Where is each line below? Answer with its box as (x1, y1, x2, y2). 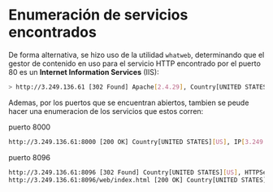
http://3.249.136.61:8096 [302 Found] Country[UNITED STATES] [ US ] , (8, 168, 242, 177)
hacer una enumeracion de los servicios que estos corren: (8, 106, 204, 116)
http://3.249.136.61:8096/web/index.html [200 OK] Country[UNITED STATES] (8, 176, 267, 184)
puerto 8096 (8, 152, 51, 162)
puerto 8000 (8, 122, 51, 132)
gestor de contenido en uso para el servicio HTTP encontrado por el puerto (8, 59, 262, 68)
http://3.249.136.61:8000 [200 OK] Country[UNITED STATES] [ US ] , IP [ (8, 137, 245, 146)
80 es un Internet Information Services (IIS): (8, 67, 160, 76)
